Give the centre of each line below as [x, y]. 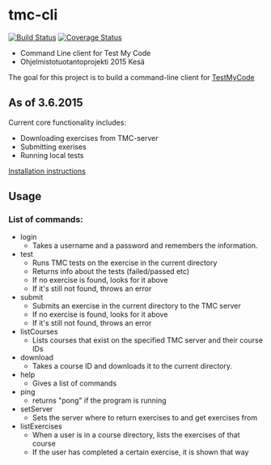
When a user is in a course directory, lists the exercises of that [136, 435]
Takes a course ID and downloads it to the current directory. [132, 366]
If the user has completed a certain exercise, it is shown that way [140, 452]
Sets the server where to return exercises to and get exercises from [144, 418]
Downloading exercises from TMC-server [89, 138]
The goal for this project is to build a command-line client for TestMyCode [131, 77]
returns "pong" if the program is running [99, 401]
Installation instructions [47, 171]
